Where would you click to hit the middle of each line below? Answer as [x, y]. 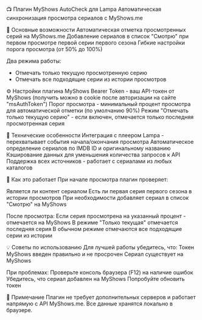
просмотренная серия [36, 123]
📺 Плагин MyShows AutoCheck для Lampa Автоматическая [84, 9]
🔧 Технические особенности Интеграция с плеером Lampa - [85, 135]
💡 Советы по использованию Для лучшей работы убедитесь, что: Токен [100, 247]
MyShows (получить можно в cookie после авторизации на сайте [91, 98]
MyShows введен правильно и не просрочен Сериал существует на [95, 254]
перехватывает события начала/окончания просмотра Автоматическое [100, 142]
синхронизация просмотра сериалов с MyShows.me [75, 18]
